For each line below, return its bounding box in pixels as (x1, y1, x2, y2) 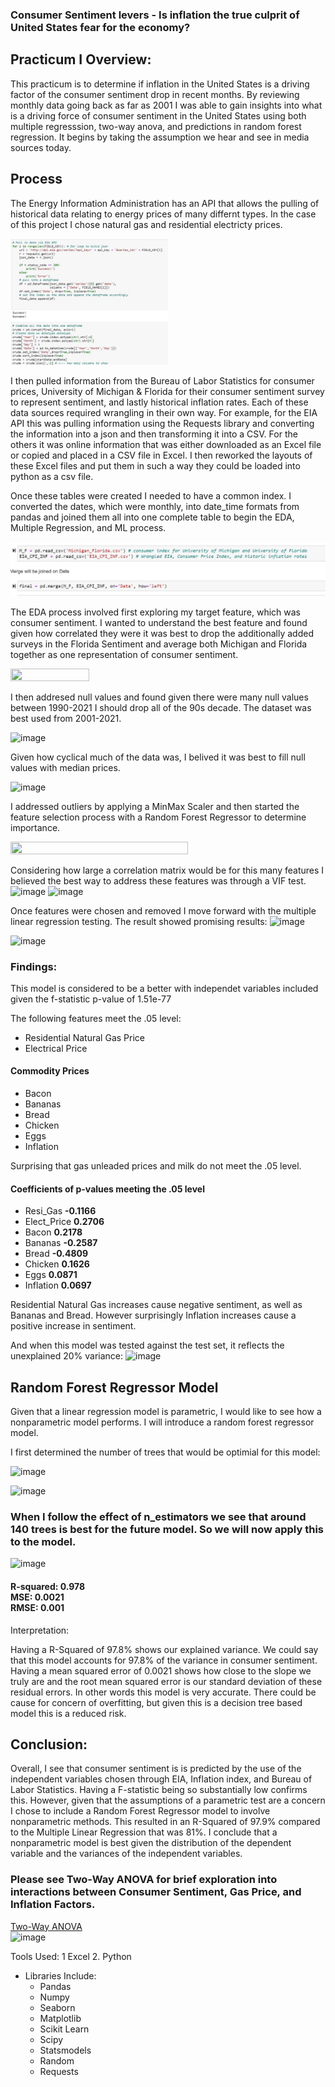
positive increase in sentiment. (10, 1320, 137, 1332)
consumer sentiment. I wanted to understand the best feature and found (10, 616, 308, 628)
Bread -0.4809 (24, 1248, 89, 1260)
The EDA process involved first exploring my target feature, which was (10, 606, 301, 618)
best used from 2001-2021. (10, 712, 122, 724)
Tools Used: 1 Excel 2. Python (10, 1950, 132, 1962)
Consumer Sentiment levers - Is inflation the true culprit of (10, 8, 300, 22)
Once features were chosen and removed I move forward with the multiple (10, 904, 317, 917)
